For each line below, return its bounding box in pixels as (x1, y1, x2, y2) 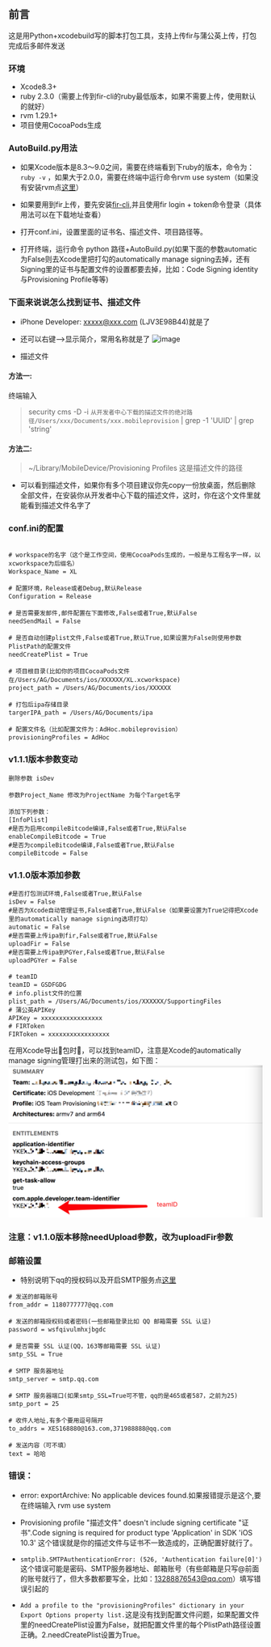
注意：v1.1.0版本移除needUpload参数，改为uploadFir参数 (8, 1232, 234, 1243)
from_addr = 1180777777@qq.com (8, 1301, 114, 1309)
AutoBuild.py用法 (8, 142, 78, 154)
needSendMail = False (8, 617, 81, 625)
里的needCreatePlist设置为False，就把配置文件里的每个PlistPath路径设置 (19, 1619, 261, 1629)
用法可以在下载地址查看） (19, 210, 106, 220)
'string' (27, 424, 52, 434)
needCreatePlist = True (8, 650, 89, 659)
